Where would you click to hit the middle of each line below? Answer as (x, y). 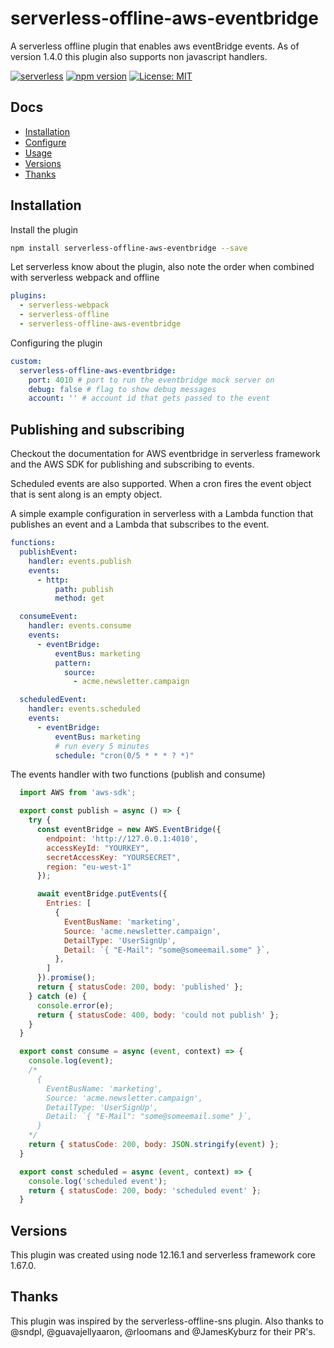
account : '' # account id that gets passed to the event (149, 398)
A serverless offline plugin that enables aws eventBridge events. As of (155, 46)
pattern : (73, 663)
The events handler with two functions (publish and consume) (138, 774)
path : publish (84, 589)
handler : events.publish (80, 561)
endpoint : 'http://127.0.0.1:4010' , (122, 838)
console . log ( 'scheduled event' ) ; (98, 1181)
